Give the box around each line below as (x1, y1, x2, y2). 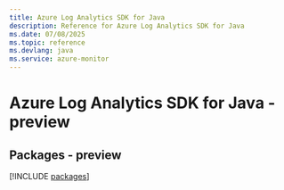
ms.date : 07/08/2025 (9, 29, 86, 38)
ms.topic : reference (9, 37, 86, 47)
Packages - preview (9, 147, 122, 162)
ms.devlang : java (9, 46, 74, 55)
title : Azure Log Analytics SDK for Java (9, 12, 166, 22)
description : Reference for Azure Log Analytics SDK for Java (9, 21, 245, 30)
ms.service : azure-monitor (9, 54, 110, 63)
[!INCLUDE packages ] (9, 171, 90, 181)
